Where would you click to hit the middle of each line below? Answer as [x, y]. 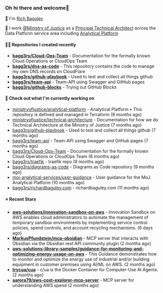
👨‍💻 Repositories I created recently [41, 44]
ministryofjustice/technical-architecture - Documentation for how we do [85, 120]
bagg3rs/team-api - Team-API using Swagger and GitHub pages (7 [80, 140]
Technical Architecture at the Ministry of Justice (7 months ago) [77, 125]
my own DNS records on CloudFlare [49, 71]
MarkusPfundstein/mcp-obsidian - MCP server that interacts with [80, 238]
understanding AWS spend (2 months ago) [56, 285]
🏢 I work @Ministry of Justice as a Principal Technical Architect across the [81, 28]
